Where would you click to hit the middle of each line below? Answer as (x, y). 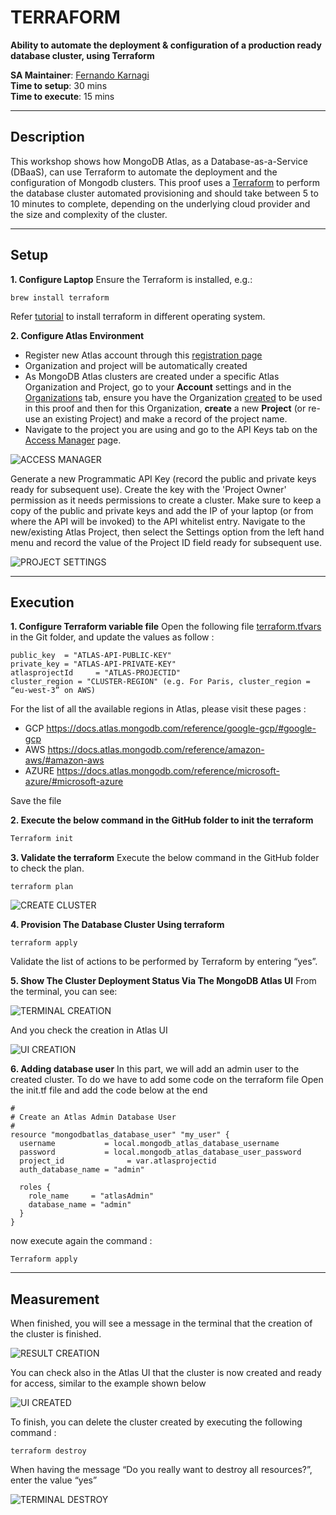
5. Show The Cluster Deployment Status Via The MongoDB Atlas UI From (163, 981)
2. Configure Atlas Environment (77, 335)
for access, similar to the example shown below (108, 1383)
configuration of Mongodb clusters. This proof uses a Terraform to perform (165, 182)
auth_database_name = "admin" (82, 1170)
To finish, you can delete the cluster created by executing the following (156, 1422)
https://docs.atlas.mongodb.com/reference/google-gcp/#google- (181, 728)
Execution (42, 602)
